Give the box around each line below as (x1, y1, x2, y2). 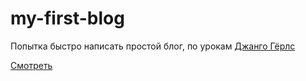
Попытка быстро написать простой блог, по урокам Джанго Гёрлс (10, 40, 296, 52)
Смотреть (10, 59, 53, 71)
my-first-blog (10, 7, 125, 30)
